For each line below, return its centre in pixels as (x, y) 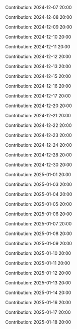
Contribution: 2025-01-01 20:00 (38, 174)
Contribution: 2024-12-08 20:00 (39, 17)
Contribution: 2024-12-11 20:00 (38, 47)
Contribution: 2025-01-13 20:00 (38, 283)
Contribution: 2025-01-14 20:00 (38, 292)
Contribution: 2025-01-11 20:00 (38, 263)
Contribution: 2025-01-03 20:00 (38, 184)
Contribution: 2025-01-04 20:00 (39, 194)
